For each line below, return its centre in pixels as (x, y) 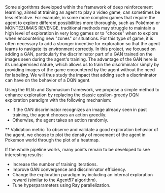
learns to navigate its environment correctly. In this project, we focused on (81, 49)
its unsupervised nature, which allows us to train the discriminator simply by (82, 64)
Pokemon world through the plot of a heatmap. (52, 140)
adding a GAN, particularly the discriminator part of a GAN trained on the (79, 54)
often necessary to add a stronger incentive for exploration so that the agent (82, 43)
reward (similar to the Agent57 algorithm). (55, 180)
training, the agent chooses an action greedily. (59, 115)
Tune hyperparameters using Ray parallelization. (61, 185)
